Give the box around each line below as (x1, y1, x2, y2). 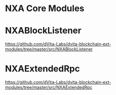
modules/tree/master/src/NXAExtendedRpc (5, 84, 93, 90)
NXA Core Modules (5, 3, 84, 14)
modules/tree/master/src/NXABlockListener (5, 47, 93, 52)
